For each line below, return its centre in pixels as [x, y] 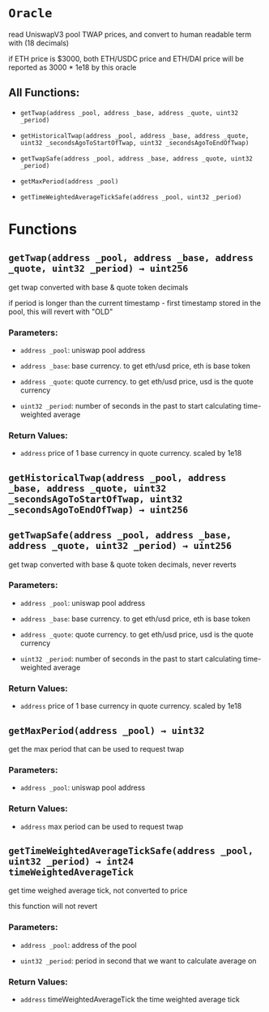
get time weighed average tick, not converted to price [98, 890]
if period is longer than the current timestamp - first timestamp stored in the [135, 302]
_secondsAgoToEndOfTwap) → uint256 [98, 510]
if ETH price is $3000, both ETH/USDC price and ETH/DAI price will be [126, 58]
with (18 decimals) [39, 43]
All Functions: [44, 93]
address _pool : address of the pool [78, 945]
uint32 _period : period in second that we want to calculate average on [138, 961]
